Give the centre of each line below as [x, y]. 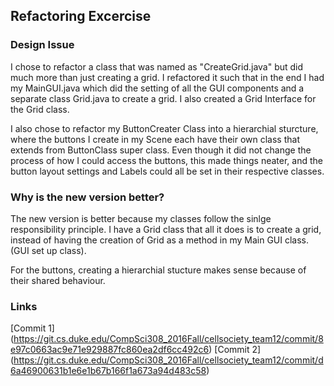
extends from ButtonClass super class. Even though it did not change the [161, 150]
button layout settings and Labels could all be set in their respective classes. [167, 171]
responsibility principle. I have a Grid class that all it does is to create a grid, [166, 229]
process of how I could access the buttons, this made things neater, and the [166, 160]
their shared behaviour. [58, 280]
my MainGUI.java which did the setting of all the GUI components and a [157, 88]
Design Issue [42, 45]
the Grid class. [40, 109]
